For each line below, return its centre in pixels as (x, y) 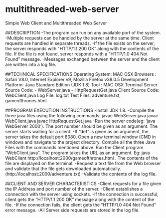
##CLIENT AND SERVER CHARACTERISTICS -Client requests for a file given (83, 184)
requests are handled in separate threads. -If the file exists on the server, (80, 43)
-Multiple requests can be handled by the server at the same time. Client (80, 38)
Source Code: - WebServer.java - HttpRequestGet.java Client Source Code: (82, 90)
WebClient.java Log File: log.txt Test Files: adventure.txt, (63, 95)
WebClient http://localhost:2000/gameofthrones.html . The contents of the (82, 158)
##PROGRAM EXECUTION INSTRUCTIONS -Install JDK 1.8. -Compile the (80, 110)
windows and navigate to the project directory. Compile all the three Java (80, 142)
